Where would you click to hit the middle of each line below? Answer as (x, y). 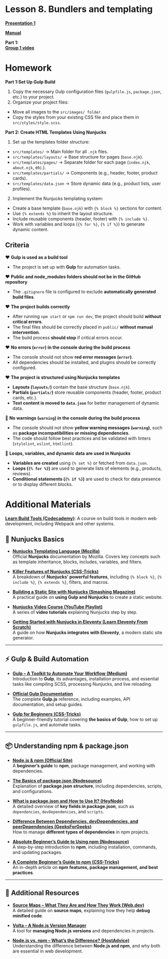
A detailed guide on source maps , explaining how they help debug (81, 910)
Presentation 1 (20, 23)
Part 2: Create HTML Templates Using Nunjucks (56, 132)
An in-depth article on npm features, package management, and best (85, 867)
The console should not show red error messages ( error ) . (73, 357)
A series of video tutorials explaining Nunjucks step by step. (75, 612)
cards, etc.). (25, 397)
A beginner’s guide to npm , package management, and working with (84, 766)
